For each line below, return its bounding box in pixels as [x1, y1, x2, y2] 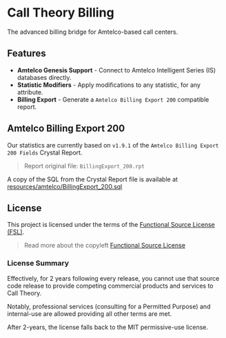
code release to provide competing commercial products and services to [7, 281, 214, 290]
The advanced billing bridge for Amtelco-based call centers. [7, 28, 178, 36]
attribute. [17, 88, 43, 96]
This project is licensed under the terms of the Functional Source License [7, 221, 215, 229]
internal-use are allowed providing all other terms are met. [7, 309, 172, 318]
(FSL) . [7, 228, 25, 236]
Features [7, 48, 46, 59]
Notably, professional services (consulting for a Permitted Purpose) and [7, 302, 211, 310]
